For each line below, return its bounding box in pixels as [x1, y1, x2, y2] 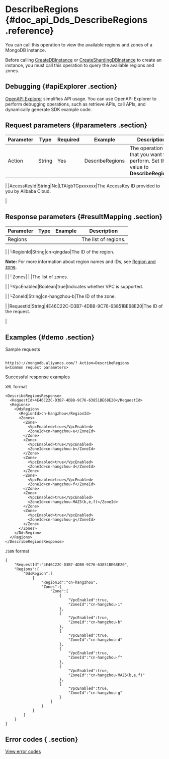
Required [57, 136, 79, 143]
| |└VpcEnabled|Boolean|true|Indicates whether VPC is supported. [5, 284, 143, 290]
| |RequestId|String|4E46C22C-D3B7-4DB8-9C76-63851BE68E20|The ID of [5, 303, 163, 309]
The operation [129, 144, 163, 151]
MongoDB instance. [5, 47, 46, 53]
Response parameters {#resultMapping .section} [5, 212, 162, 221]
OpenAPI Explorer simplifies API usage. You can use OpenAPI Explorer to [5, 95, 157, 102]
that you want [129, 150, 162, 158]
